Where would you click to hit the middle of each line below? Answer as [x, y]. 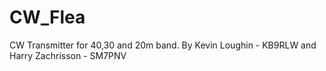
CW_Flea [47, 17]
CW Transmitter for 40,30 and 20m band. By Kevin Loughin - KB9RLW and [163, 45]
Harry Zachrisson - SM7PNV [68, 55]
